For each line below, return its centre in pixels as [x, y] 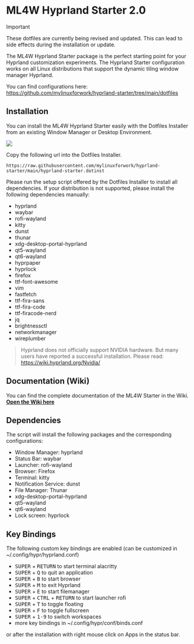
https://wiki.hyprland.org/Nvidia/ [61, 362]
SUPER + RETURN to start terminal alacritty [66, 566]
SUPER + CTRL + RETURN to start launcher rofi [70, 598]
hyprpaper [28, 262]
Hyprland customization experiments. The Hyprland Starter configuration [96, 62]
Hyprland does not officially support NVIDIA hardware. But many [100, 350]
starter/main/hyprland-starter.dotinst [55, 171]
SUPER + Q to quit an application [54, 573]
